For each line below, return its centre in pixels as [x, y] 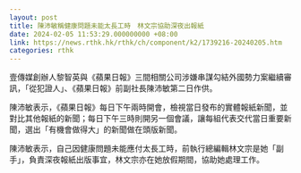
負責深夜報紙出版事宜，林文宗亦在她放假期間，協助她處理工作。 [146, 160]
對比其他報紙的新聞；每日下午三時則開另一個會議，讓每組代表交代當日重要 [146, 119]
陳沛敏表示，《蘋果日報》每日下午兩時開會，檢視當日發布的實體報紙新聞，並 [149, 107]
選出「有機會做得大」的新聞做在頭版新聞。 [103, 129]
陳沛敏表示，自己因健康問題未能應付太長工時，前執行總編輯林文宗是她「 [142, 149]
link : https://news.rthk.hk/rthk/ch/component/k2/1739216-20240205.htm [146, 42]
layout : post [34, 17]
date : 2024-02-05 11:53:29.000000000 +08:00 [94, 34]
